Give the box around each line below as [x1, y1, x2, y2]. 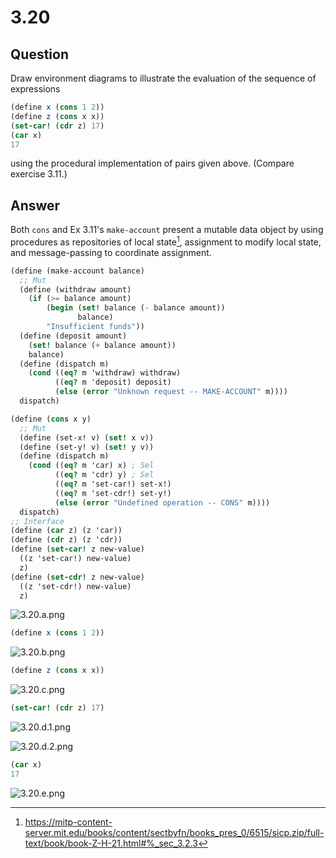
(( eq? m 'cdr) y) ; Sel [54, 470, 155, 480]
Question [10, 46, 69, 63]
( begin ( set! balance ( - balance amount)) [46, 303, 226, 313]
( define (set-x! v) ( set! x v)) [19, 432, 155, 443]
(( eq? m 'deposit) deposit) [54, 377, 172, 388]
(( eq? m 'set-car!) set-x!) [54, 479, 172, 490]
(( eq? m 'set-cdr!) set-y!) [54, 488, 172, 498]
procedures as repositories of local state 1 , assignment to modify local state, [10, 234, 322, 248]
